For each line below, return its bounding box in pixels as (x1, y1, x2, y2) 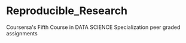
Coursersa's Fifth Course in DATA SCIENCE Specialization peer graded (6, 24, 181, 31)
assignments (6, 29, 38, 37)
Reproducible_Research (6, 4, 127, 18)
